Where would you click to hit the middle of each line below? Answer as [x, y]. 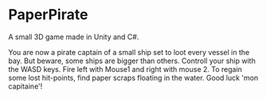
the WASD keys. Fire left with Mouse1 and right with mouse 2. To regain [125, 69]
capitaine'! [25, 86]
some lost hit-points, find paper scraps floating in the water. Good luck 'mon [133, 77]
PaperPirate [48, 15]
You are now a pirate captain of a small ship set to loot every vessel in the [129, 52]
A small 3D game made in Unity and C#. [74, 37]
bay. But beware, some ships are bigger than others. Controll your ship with [132, 61]
